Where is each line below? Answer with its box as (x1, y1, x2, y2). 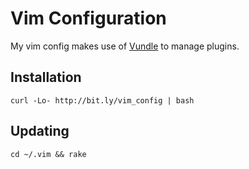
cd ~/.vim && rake (10, 149, 87, 159)
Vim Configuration (10, 7, 167, 30)
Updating (10, 123, 70, 140)
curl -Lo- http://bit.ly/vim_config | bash (10, 95, 195, 106)
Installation (10, 69, 82, 86)
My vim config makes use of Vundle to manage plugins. (10, 40, 240, 52)
